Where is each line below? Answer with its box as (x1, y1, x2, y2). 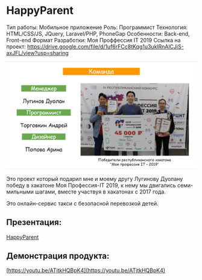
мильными (6, 188, 34, 195)
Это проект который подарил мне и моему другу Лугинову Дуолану (6, 175, 183, 182)
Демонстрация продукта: (6, 250, 110, 261)
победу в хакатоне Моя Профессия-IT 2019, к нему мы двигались (6, 181, 176, 189)
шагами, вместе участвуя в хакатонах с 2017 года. (35, 188, 166, 195)
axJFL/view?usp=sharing (6, 49, 69, 56)
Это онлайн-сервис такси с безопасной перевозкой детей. (6, 200, 159, 207)
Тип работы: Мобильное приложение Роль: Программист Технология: (6, 24, 188, 31)
